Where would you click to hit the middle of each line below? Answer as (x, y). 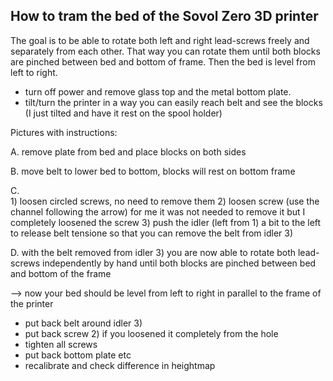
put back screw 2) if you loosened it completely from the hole (151, 333)
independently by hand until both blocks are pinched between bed (179, 263)
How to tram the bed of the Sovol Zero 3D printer (164, 16)
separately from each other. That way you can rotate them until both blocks (165, 51)
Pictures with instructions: (64, 132)
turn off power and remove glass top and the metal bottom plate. (158, 91)
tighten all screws (61, 344)
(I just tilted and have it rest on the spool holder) (123, 113)
